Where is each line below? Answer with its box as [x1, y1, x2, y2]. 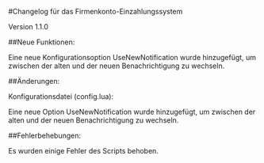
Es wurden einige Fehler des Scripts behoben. [8, 146, 159, 155]
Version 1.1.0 [8, 22, 49, 31]
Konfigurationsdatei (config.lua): [8, 92, 113, 101]
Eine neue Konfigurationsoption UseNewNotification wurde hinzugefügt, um [8, 53, 256, 62]
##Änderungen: [8, 77, 60, 85]
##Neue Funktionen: [8, 37, 75, 47]
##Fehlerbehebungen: [8, 131, 82, 140]
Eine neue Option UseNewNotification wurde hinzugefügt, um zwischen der [8, 107, 256, 116]
